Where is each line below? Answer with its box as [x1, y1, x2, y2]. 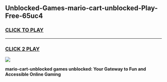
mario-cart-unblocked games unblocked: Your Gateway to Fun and [5, 66, 147, 72]
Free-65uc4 [5, 12, 43, 20]
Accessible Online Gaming [5, 71, 61, 77]
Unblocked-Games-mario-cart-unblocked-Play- [5, 4, 158, 12]
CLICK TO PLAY [5, 27, 44, 34]
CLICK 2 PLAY [5, 45, 40, 52]
